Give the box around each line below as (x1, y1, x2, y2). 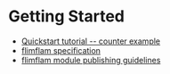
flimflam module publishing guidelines (20, 54, 161, 65)
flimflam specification (20, 45, 101, 55)
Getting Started (8, 6, 125, 27)
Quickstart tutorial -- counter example (20, 36, 161, 46)
